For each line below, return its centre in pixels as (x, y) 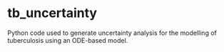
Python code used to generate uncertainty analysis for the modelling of (112, 33)
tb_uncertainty (52, 13)
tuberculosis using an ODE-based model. (68, 40)
